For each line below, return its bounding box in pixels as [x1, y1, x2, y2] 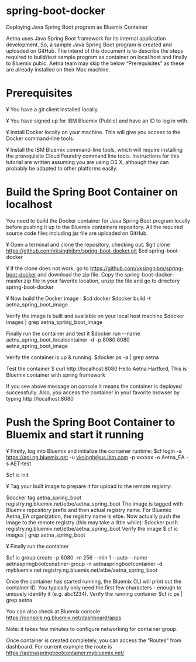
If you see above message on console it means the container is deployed [6, 383, 183, 390]
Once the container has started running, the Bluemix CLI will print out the [6, 578, 182, 585]
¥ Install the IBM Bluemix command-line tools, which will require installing [6, 146, 183, 153]
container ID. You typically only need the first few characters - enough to [6, 584, 182, 591]
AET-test [10, 460, 32, 467]
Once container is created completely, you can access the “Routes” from [6, 637, 182, 644]
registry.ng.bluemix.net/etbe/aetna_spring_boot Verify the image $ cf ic [6, 525, 178, 532]
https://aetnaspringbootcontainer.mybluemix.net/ [6, 649, 125, 656]
